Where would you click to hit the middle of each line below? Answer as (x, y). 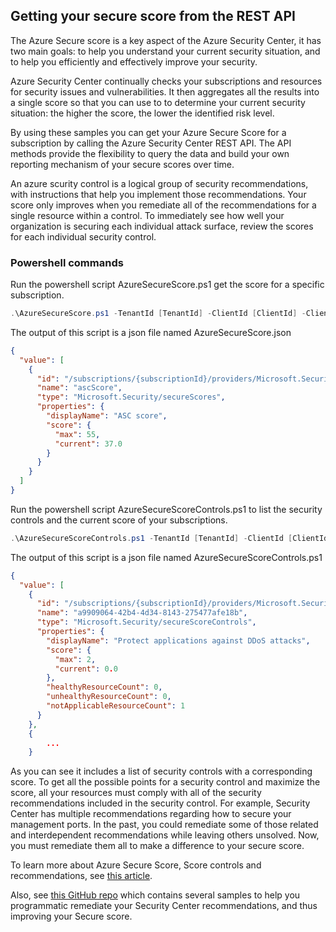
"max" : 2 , (75, 659)
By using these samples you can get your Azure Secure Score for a (148, 132)
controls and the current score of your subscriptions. (119, 520)
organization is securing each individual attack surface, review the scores (162, 226)
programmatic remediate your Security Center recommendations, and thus (164, 906)
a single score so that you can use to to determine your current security (158, 102)
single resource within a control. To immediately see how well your (147, 215)
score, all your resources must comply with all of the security (136, 793)
